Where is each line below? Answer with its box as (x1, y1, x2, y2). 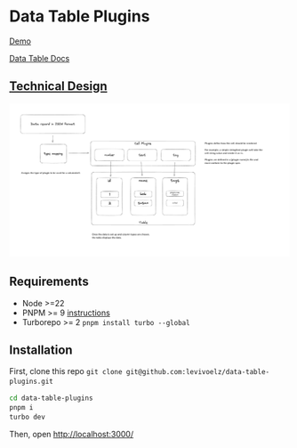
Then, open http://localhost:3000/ (9, 429, 134, 440)
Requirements (9, 274, 89, 289)
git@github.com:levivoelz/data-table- (125, 368, 270, 377)
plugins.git (9, 377, 53, 387)
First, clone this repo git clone (9, 366, 123, 377)
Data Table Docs (9, 53, 70, 63)
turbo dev (9, 412, 46, 422)
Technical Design (9, 78, 108, 94)
